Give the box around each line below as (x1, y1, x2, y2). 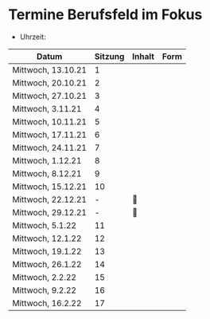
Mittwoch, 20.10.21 (12, 77, 87, 89)
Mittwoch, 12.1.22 (12, 233, 82, 244)
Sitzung (94, 50, 125, 61)
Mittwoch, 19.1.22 (12, 246, 82, 257)
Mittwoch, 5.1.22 (12, 219, 77, 230)
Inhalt (132, 50, 155, 61)
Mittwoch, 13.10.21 (12, 64, 87, 75)
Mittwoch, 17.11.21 (12, 129, 87, 140)
